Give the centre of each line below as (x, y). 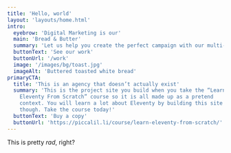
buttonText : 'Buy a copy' (51, 116)
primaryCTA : (24, 78)
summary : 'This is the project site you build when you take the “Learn (120, 90)
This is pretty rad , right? (41, 142)
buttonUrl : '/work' (41, 59)
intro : (16, 26)
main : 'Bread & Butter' (47, 39)
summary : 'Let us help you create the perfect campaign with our (109, 45)
